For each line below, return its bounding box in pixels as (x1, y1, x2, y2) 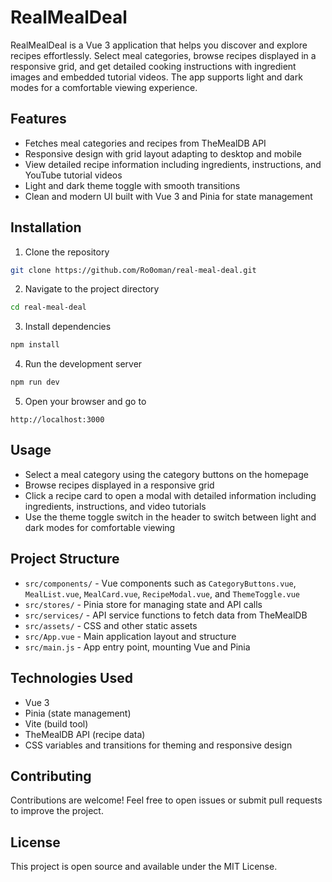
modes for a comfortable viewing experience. (10, 81, 198, 93)
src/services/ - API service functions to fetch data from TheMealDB (24, 609, 308, 621)
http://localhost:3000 (10, 415, 105, 425)
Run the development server (24, 358, 143, 370)
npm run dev (10, 377, 60, 388)
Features (10, 111, 67, 128)
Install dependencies (24, 321, 112, 333)
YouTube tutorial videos (24, 169, 123, 181)
